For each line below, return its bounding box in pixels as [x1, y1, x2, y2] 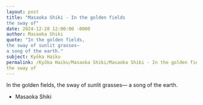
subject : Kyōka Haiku [6, 54, 61, 60]
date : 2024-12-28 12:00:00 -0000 [6, 25, 91, 32]
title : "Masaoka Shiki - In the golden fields [6, 14, 126, 21]
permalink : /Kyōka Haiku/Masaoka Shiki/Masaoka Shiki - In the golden [6, 59, 188, 65]
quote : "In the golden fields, [6, 37, 85, 43]
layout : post [6, 8, 39, 15]
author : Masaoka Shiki [6, 31, 63, 37]
